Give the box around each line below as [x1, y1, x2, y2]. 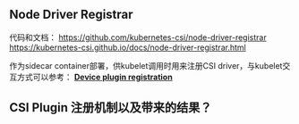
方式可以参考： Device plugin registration [16, 71, 173, 82]
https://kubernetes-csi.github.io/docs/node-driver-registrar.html [9, 42, 246, 53]
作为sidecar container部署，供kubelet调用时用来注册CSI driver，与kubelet [9, 60, 283, 70]
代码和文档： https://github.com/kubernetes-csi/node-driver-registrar [9, 31, 267, 43]
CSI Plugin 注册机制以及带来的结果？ [9, 100, 212, 115]
